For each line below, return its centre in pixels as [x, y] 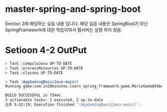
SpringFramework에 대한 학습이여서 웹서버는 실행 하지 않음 [63, 30]
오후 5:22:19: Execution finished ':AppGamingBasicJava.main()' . [73, 105]
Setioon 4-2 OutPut [46, 50]
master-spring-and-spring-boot [73, 9]
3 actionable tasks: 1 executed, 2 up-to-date [54, 100]
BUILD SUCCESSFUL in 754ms [33, 96]
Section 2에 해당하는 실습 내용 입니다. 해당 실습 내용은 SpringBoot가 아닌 [77, 23]
